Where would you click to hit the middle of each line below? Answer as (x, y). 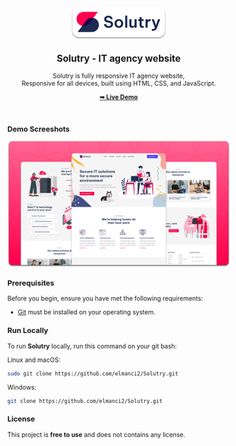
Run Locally (28, 331)
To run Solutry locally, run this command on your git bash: (92, 346)
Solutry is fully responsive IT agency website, (119, 76)
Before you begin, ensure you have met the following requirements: (105, 299)
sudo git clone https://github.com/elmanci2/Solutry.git (93, 373)
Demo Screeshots (39, 129)
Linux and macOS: (34, 360)
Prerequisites (31, 282)
